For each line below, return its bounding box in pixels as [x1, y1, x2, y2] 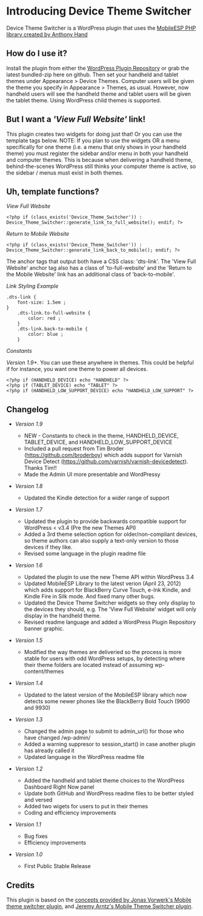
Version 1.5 [15, 637, 43, 644]
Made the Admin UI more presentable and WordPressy [24, 471, 161, 478]
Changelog [6, 404, 49, 415]
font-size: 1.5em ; [17, 299, 67, 306]
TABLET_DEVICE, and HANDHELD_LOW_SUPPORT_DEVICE [24, 438, 173, 446]
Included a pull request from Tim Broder [24, 445, 124, 452]
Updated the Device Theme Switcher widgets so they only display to [24, 599, 195, 607]
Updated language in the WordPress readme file [24, 754, 144, 761]
